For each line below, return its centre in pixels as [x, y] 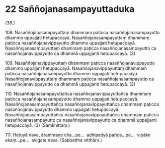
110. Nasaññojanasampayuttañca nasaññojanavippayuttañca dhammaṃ [78, 94]
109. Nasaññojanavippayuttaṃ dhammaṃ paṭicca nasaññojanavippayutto [80, 63]
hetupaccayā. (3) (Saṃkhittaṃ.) [38, 125]
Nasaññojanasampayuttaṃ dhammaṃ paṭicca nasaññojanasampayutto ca [81, 48]
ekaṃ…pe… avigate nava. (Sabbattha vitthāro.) [54, 140]
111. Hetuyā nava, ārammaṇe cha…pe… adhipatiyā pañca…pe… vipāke [78, 135]
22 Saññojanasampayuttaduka [70, 9]
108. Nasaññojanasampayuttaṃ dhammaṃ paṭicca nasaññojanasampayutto [82, 32]
